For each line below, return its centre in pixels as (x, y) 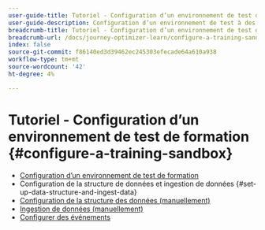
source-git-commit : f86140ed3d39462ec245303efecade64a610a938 (112, 52)
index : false (30, 45)
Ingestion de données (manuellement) (81, 209)
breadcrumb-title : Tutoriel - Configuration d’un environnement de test (130, 30)
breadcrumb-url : (35, 37)
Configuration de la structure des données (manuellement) (115, 200)
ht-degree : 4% (32, 74)
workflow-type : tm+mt (44, 60)
